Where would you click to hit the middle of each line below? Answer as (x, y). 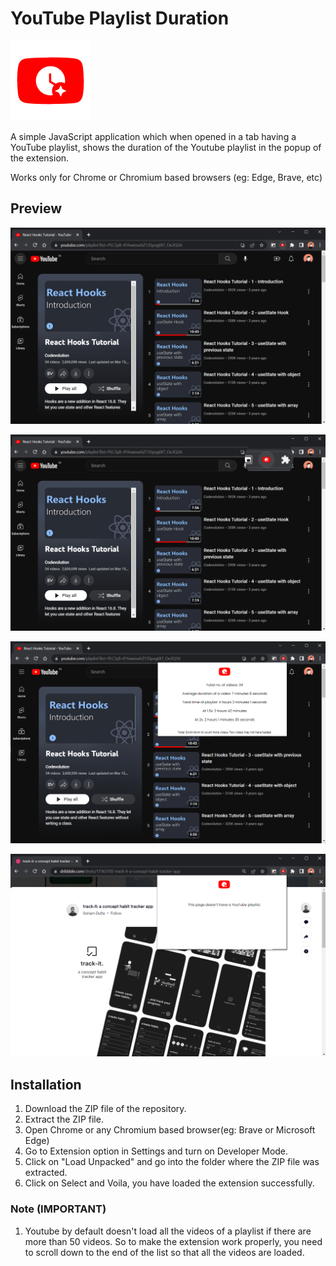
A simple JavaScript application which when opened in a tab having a (153, 136)
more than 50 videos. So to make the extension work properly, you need (173, 1241)
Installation (46, 1084)
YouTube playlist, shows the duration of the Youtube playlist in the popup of (166, 147)
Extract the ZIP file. (64, 1119)
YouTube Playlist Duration (120, 18)
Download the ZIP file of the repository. (105, 1109)
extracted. (46, 1173)
